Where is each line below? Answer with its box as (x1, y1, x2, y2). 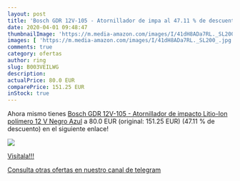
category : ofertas (7, 51, 62, 58)
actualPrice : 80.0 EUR (7, 76, 75, 84)
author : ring (7, 57, 46, 64)
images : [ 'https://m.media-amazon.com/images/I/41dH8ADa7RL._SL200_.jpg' (7, 37, 235, 44)
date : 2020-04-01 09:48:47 (7, 24, 88, 31)
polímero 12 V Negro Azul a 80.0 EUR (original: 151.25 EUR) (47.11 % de (7, 117, 216, 125)
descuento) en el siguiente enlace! (7, 125, 109, 133)
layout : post (7, 10, 46, 18)
